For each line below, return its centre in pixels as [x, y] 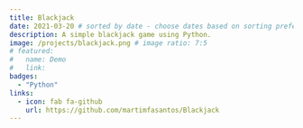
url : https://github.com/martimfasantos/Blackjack [123, 110]
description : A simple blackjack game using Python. [110, 34]
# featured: [32, 51]
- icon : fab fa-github [60, 101]
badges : [24, 77]
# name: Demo [38, 59]
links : [22, 93]
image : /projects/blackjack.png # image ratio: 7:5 [108, 43]
